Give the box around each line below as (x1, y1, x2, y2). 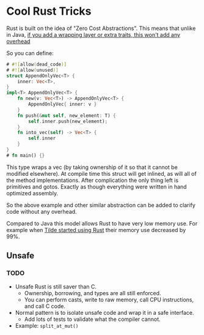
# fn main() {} (6, 152, 45, 159)
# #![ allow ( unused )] (6, 67, 59, 73)
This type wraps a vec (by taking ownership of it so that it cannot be (6, 164, 178, 171)
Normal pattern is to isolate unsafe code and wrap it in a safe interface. (15, 309, 194, 316)
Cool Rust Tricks (6, 4, 92, 18)
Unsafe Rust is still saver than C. (15, 283, 97, 290)
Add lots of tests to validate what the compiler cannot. (24, 315, 161, 323)
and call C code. (24, 302, 66, 310)
